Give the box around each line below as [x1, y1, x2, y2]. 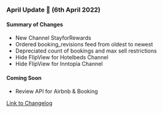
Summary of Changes [6, 21, 63, 28]
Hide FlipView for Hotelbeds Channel [15, 54, 108, 61]
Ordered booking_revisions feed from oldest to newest [15, 41, 153, 48]
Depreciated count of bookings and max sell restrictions [15, 47, 157, 54]
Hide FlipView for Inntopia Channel [15, 60, 103, 68]
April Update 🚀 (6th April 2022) [6, 5, 101, 14]
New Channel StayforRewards [15, 34, 92, 42]
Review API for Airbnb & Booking [15, 88, 98, 95]
